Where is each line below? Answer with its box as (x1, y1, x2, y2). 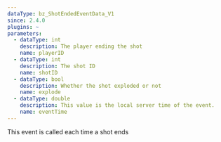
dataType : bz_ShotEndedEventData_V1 (7, 10, 114, 18)
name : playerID (20, 50, 65, 57)
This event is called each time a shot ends (7, 127, 129, 136)
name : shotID (20, 69, 58, 76)
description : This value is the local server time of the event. (20, 102, 215, 109)
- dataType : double (13, 96, 71, 103)
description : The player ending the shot (20, 43, 142, 50)
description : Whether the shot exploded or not (20, 82, 161, 89)
